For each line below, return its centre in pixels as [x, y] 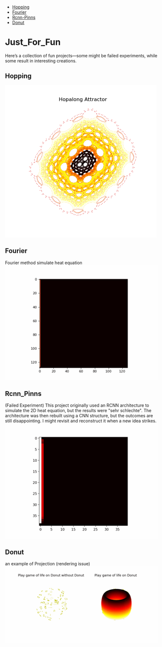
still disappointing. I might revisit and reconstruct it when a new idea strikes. [81, 421]
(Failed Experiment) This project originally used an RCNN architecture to [77, 405]
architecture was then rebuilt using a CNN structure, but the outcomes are [79, 416]
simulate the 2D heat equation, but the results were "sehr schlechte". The [78, 411]
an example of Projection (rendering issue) [48, 564]
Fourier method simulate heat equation [44, 263]
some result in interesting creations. [41, 61]
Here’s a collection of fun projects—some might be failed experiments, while [81, 55]
